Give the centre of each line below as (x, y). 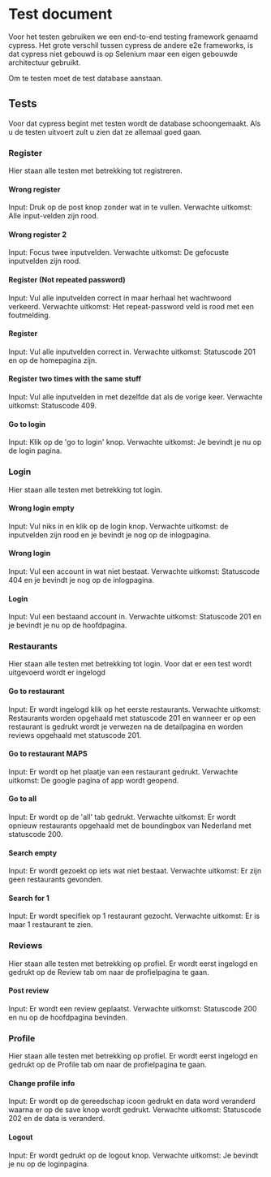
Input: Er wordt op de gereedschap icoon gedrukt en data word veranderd (132, 1102)
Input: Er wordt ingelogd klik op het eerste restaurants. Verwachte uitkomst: (135, 709)
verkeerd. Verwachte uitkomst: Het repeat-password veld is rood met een (131, 306)
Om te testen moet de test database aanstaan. (86, 78)
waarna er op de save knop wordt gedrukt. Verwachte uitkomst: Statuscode (135, 1110)
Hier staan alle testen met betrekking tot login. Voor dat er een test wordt (130, 664)
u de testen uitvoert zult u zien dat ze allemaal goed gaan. (105, 131)
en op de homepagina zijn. (53, 360)
